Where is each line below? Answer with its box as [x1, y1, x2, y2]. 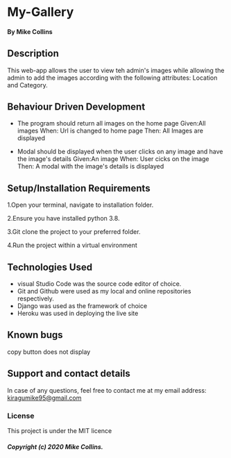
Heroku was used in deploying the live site [17, 309, 139, 318]
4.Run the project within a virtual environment [7, 241, 137, 250]
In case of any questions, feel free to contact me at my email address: [7, 386, 207, 394]
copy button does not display [7, 348, 91, 356]
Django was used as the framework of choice [17, 302, 148, 310]
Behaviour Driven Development [7, 101, 146, 112]
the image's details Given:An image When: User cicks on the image [17, 155, 209, 163]
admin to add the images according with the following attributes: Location [7, 74, 218, 82]
